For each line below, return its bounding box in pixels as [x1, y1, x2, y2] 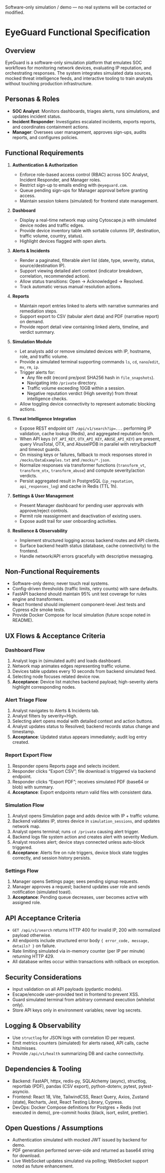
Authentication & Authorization [12, 162, 78, 168]
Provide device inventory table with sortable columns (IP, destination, [19, 227, 161, 233]
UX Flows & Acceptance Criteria [5, 631, 106, 640]
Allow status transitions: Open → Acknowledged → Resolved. [19, 278, 144, 284]
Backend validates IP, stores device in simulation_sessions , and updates [12, 818, 160, 824]
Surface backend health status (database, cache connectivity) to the [19, 542, 159, 549]
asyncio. [12, 1088, 30, 1094]
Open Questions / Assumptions [5, 1123, 103, 1132]
